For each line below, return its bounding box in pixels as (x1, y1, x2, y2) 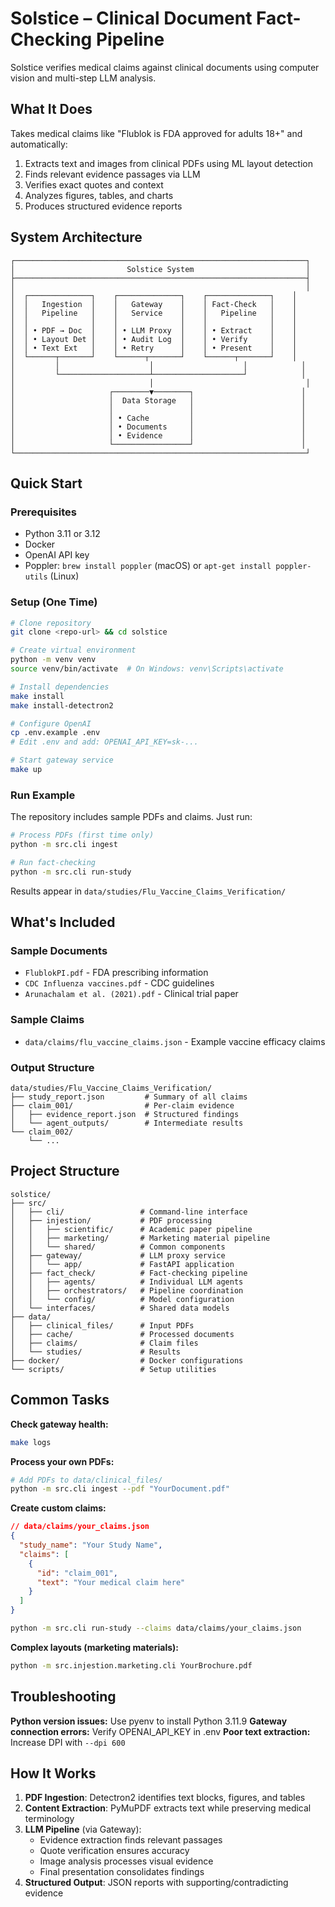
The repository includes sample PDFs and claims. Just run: (10, 811, 253, 823)
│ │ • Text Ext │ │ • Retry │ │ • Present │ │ (10, 343, 298, 353)
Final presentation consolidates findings (39, 1866, 205, 1878)
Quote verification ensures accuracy (39, 1845, 190, 1857)
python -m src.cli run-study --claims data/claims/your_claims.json (10, 1623, 302, 1633)
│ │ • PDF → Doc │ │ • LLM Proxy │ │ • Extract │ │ (10, 325, 298, 336)
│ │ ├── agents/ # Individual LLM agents (10, 1277, 244, 1287)
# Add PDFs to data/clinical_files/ (10, 1475, 163, 1485)
